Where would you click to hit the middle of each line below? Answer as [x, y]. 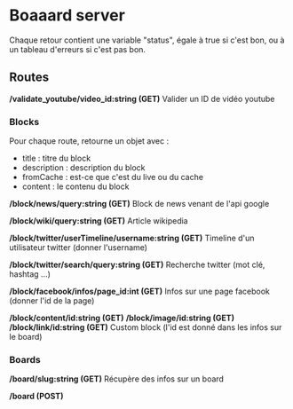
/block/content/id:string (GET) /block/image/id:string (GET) [122, 318]
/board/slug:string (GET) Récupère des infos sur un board [117, 379]
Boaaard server [67, 16]
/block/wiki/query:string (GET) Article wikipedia [99, 221]
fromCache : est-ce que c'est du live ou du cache [113, 177]
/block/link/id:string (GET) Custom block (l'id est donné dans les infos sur [146, 327]
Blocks [24, 122]
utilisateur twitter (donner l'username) [79, 248]
